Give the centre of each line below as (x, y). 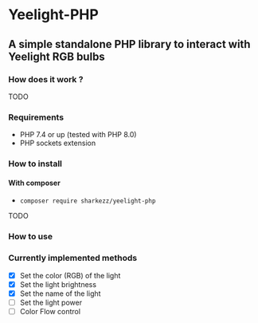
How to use (31, 237)
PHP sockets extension (58, 143)
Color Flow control (50, 311)
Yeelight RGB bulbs (57, 56)
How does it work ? (46, 79)
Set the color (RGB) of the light (70, 275)
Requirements (36, 117)
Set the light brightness (58, 284)
